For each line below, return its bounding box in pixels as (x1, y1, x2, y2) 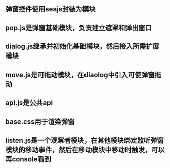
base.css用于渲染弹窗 (5, 118, 75, 126)
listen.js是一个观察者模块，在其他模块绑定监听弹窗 (5, 136, 164, 145)
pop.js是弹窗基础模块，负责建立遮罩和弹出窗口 (5, 23, 152, 32)
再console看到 (5, 155, 52, 163)
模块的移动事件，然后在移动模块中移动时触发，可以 (5, 145, 165, 154)
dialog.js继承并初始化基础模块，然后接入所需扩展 (5, 42, 159, 51)
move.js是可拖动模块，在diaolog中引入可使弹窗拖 (5, 70, 161, 79)
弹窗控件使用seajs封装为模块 (5, 5, 96, 14)
